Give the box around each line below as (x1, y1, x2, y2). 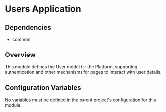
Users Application (5, 3, 81, 15)
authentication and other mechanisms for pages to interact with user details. (5, 69, 162, 75)
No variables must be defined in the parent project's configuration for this (5, 97, 156, 103)
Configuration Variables (5, 83, 81, 92)
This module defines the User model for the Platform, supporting (5, 63, 138, 70)
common (12, 36, 31, 42)
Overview (5, 51, 36, 59)
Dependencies (5, 23, 51, 32)
